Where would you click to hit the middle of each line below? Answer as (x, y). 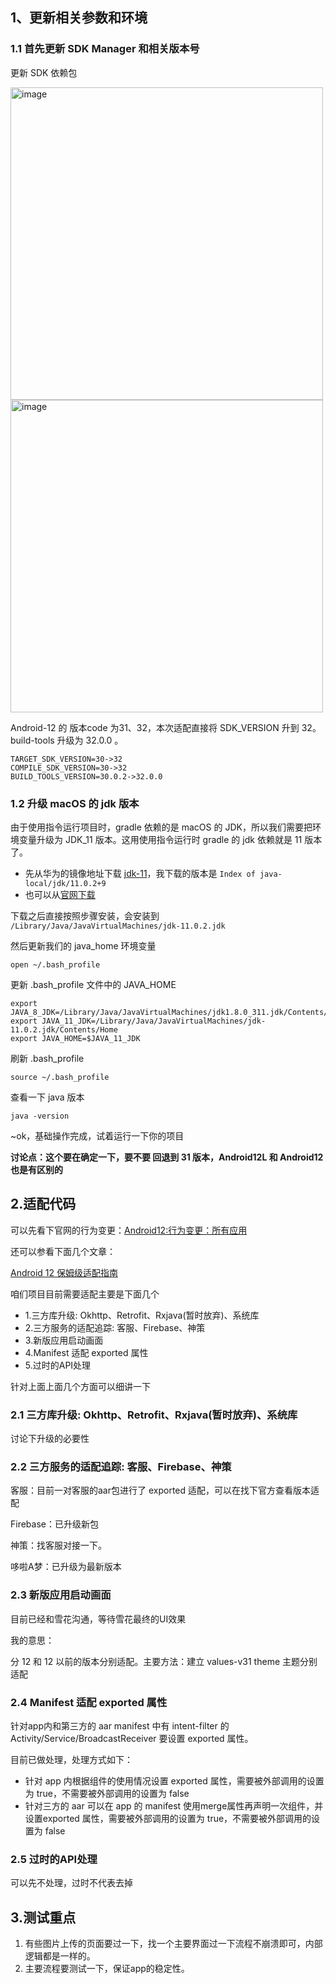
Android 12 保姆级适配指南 (64, 1272)
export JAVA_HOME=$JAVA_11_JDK (75, 1038)
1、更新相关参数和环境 (79, 18)
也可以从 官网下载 (60, 894)
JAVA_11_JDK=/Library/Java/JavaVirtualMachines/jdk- (154, 1021)
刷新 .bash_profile (47, 1058)
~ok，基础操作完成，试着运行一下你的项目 (97, 1135)
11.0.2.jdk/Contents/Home (64, 1029)
